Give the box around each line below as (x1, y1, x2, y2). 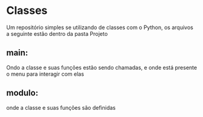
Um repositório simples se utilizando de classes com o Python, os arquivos (6, 24, 194, 31)
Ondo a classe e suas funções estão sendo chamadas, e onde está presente (6, 64, 198, 71)
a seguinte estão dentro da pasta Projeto (6, 30, 108, 37)
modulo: (6, 88, 38, 98)
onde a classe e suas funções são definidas (6, 104, 116, 111)
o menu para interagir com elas (6, 70, 84, 78)
